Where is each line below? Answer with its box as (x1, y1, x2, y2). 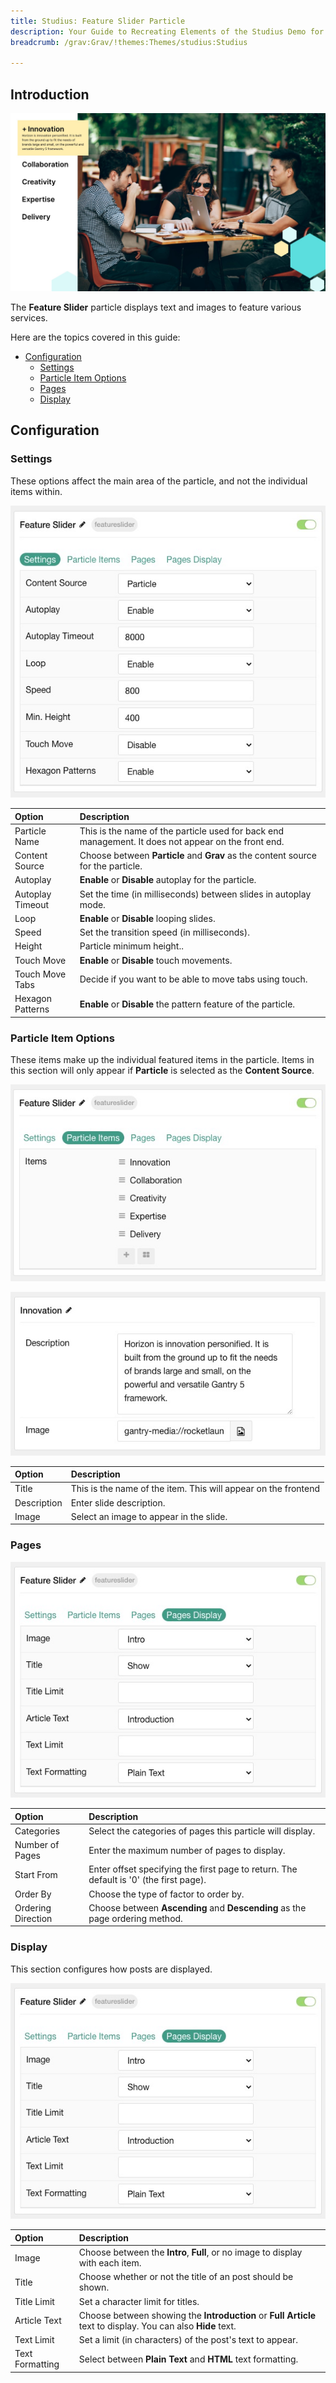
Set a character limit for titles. (78, 2295, 200, 2307)
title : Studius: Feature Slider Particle (10, 16, 186, 26)
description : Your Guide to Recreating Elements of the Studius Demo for (10, 26, 325, 37)
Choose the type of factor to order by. (88, 1888, 245, 1900)
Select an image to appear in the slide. (70, 1510, 228, 1522)
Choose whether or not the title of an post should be (78, 2271, 294, 2283)
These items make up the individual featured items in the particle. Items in (10, 1054, 315, 1066)
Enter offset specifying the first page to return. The (88, 1863, 298, 1875)
